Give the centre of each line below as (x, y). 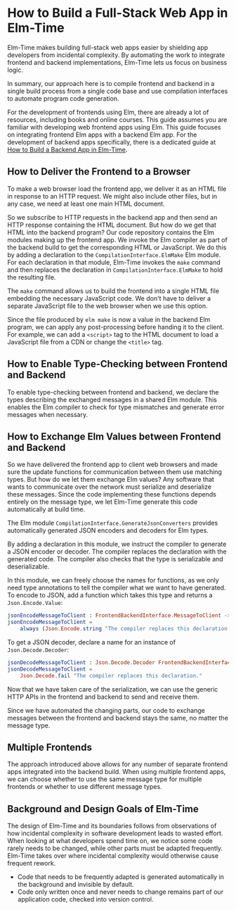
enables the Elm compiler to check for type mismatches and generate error (116, 407)
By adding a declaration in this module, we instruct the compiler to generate (117, 544)
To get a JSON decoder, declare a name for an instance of (92, 642)
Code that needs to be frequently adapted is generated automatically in (121, 877)
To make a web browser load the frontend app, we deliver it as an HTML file (117, 189)
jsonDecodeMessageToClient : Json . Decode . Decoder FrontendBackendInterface (120, 663)
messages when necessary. (48, 414)
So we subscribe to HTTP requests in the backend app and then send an (112, 217)
